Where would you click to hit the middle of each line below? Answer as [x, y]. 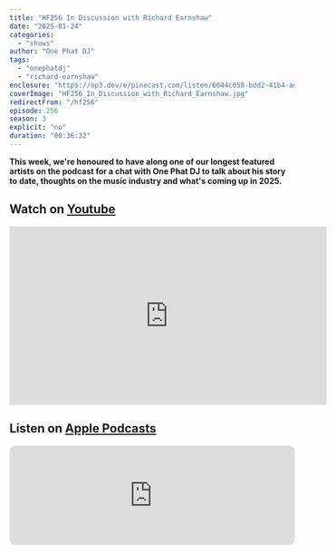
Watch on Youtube [62, 209]
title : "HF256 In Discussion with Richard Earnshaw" [111, 18]
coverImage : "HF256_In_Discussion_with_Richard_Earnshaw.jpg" [129, 93]
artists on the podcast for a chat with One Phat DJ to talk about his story [148, 171]
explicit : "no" [38, 128]
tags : [19, 60]
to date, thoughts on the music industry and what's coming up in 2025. [146, 180]
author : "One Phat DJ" [52, 52]
